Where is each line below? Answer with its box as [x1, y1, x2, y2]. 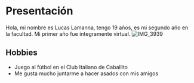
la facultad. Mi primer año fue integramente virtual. [5, 30, 131, 37]
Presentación [5, 4, 73, 18]
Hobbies [5, 48, 38, 58]
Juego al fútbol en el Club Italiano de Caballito [14, 63, 128, 70]
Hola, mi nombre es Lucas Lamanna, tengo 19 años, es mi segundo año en [5, 24, 189, 31]
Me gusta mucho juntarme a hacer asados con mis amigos [14, 70, 159, 77]
